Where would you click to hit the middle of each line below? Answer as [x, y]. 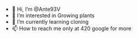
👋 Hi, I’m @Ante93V [36, 9]
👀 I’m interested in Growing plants [53, 15]
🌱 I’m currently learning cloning [50, 22]
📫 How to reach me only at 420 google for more [71, 28]
